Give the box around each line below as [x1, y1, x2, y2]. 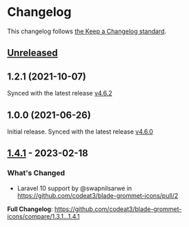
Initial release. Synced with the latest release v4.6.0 [7, 127, 154, 136]
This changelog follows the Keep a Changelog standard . [7, 27, 167, 35]
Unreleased [7, 47, 59, 59]
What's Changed [7, 168, 66, 178]
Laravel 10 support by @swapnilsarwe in [17, 184, 132, 192]
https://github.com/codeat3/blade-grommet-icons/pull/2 [17, 191, 179, 199]
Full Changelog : [7, 205, 53, 213]
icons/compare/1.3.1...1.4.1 [7, 212, 80, 220]
